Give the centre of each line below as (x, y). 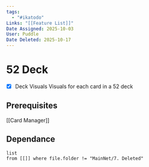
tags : (13, 12)
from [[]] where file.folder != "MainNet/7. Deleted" (75, 158)
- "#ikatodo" (28, 17)
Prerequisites (32, 106)
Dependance (31, 139)
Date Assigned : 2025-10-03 (40, 29)
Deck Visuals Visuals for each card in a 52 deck (74, 86)
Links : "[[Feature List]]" (40, 23)
